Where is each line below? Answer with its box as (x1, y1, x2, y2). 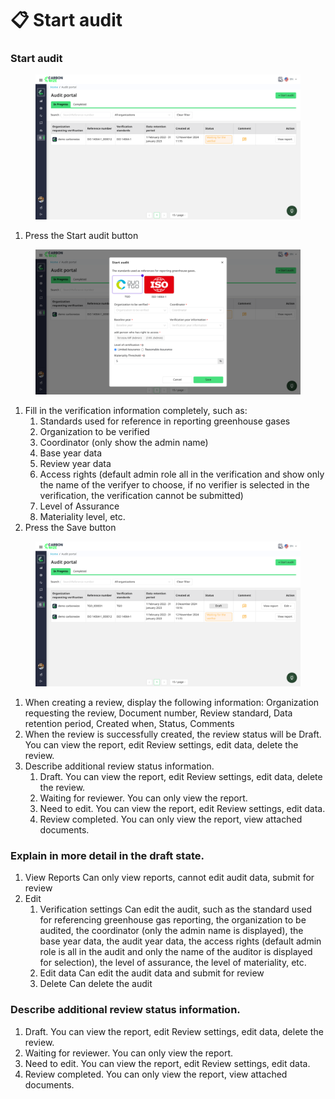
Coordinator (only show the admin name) (39, 437, 209, 449)
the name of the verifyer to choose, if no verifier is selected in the (39, 479, 310, 491)
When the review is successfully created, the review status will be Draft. (24, 728, 322, 741)
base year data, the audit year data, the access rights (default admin (39, 935, 322, 947)
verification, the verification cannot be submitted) (39, 490, 244, 502)
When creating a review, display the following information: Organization (24, 697, 320, 709)
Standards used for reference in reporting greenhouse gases (39, 415, 291, 427)
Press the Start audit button (24, 230, 139, 242)
